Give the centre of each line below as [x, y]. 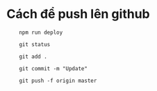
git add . [33, 57]
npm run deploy [41, 32]
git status [35, 44]
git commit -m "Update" [53, 68]
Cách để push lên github [78, 14]
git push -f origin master [58, 81]
